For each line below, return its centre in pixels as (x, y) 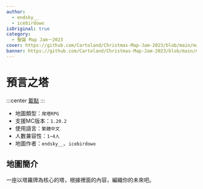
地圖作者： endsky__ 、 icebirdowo (55, 143)
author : (16, 12)
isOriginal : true (28, 29)
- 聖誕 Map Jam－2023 (37, 40)
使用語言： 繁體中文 (37, 128)
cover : (14, 46)
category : (19, 34)
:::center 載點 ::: (26, 101)
